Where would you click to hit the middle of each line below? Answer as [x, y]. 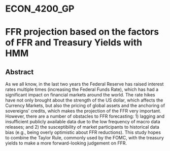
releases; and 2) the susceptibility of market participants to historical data [82, 127]
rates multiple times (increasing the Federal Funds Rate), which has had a [82, 89]
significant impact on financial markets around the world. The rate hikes [80, 95]
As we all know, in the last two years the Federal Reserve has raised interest [84, 84]
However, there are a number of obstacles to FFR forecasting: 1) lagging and [85, 116]
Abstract [20, 72]
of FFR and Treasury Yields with [74, 43]
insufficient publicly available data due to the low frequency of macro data [83, 122]
